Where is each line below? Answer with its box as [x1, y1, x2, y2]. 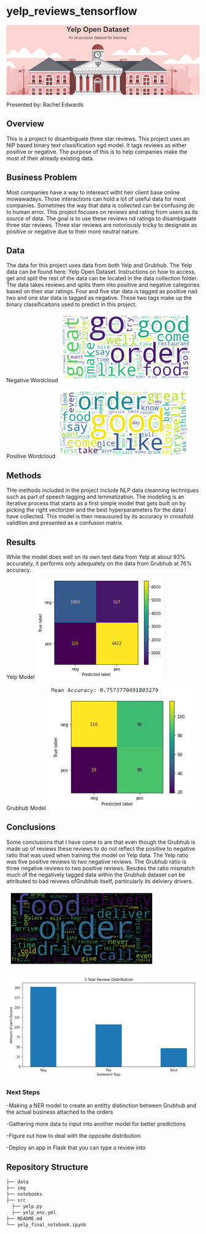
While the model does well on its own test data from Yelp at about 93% [6, 553, 186, 561]
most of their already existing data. [6, 155, 94, 162]
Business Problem [6, 172, 77, 183]
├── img [6, 1185, 26, 1191]
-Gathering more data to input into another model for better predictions [6, 1121, 186, 1128]
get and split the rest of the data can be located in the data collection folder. [6, 275, 198, 282]
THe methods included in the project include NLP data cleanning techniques [6, 486, 199, 494]
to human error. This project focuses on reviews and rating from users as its [6, 208, 198, 215]
